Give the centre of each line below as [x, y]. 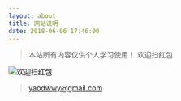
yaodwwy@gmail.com [65, 88]
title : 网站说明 [33, 23]
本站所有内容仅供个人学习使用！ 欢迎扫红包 [100, 55]
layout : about [32, 16]
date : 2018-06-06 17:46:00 [54, 31]
